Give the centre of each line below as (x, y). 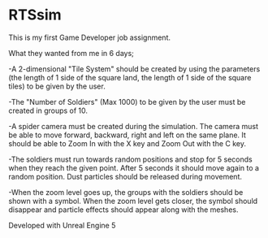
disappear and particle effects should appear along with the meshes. (123, 210)
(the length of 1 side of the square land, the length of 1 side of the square (130, 77)
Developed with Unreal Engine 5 (62, 225)
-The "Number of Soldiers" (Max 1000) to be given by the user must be (127, 102)
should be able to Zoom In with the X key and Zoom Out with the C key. (127, 143)
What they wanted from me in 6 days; (71, 53)
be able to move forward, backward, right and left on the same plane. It (127, 135)
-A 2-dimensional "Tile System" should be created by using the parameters (134, 69)
